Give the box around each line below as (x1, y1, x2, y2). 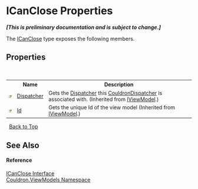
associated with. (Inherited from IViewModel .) (48, 96, 159, 103)
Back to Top (8, 123, 38, 131)
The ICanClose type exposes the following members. (6, 35, 135, 42)
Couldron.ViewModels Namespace (6, 176, 91, 183)
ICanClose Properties (6, 4, 113, 18)
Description (104, 81, 134, 88)
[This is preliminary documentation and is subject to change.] (6, 24, 161, 31)
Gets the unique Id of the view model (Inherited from (48, 103, 176, 110)
